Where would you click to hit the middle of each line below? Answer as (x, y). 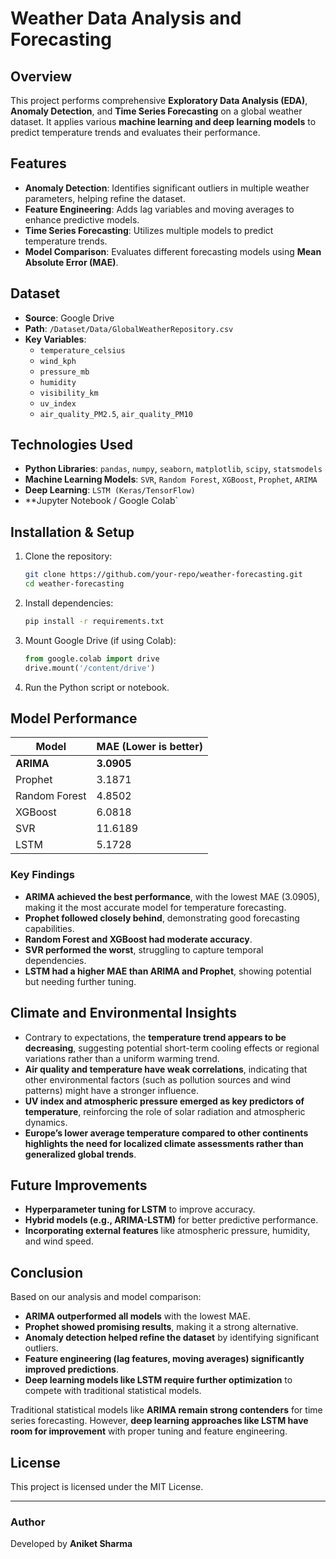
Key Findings (42, 875)
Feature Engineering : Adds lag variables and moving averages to (159, 209)
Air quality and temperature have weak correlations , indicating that (166, 1069)
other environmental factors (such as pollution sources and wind (158, 1079)
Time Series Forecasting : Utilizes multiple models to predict (149, 230)
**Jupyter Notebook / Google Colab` (101, 501)
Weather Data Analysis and (126, 18)
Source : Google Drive (69, 318)
